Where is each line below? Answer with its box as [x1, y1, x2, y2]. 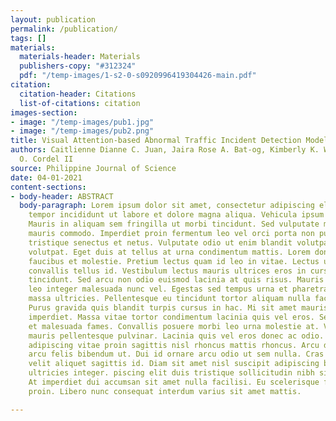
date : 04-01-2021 [10, 172, 83, 183]
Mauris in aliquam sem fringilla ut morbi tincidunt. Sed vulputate [28, 219, 320, 230]
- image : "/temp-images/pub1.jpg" [10, 117, 155, 127]
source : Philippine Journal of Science [10, 163, 177, 173]
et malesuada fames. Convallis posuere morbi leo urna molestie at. [28, 321, 320, 331]
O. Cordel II [19, 154, 74, 164]
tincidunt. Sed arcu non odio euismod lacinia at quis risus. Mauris [28, 275, 325, 285]
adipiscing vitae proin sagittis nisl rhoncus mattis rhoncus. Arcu [28, 340, 320, 350]
